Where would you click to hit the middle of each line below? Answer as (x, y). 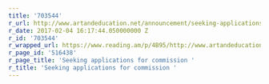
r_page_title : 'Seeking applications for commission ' (102, 61)
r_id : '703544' (34, 38)
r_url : (19, 23)
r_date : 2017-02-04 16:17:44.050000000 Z (78, 30)
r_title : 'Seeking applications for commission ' (93, 68)
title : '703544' (35, 16)
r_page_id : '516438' (43, 53)
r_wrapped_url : (34, 46)
